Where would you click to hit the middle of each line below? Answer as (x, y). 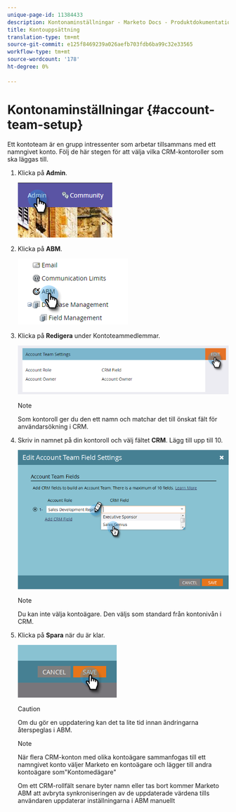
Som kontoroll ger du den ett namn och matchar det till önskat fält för (117, 419)
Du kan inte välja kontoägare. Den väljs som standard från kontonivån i (119, 614)
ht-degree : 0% (28, 67)
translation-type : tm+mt (44, 37)
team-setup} (45, 125)
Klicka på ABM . (40, 249)
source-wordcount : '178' (44, 60)
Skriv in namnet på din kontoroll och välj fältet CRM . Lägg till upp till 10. (120, 440)
